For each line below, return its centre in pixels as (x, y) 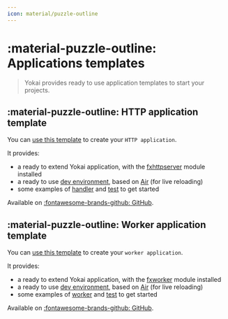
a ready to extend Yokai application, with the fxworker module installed (119, 280)
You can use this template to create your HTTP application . (92, 140)
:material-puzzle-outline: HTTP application (103, 112)
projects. (37, 90)
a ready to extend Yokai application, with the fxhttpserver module (111, 167)
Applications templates (76, 63)
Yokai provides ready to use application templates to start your (114, 83)
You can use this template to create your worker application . (95, 253)
